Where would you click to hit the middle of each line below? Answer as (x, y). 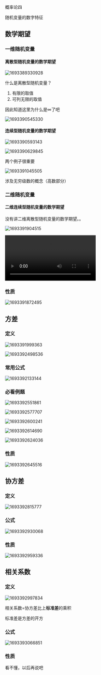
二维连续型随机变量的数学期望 (35, 207)
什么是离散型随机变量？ (28, 83)
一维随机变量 (20, 49)
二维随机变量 (20, 194)
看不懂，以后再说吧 (24, 668)
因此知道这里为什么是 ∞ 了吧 (33, 109)
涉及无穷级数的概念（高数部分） (37, 181)
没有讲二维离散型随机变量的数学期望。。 (44, 219)
